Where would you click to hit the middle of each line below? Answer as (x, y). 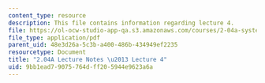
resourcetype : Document (47, 52)
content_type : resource (47, 15)
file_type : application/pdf (54, 38)
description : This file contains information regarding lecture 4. (121, 23)
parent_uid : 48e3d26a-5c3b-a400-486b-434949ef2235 (93, 45)
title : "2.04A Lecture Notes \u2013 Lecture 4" (88, 60)
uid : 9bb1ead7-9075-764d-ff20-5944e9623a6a (81, 67)
